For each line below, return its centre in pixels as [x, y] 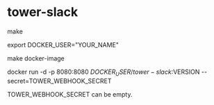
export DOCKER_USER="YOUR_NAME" [63, 45]
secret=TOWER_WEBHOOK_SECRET [59, 81]
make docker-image [36, 58]
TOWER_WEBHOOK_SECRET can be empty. [70, 94]
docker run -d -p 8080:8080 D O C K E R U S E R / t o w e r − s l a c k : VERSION [104, 72]
